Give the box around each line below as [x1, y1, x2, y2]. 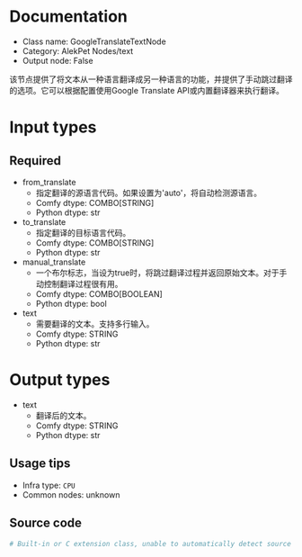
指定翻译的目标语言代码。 [35, 227, 131, 238]
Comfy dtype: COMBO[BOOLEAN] [35, 288, 164, 299]
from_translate [22, 176, 76, 187]
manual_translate [22, 256, 86, 267]
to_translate [22, 216, 67, 227]
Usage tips [9, 456, 71, 472]
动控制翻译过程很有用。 [35, 278, 123, 289]
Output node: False [22, 55, 93, 66]
